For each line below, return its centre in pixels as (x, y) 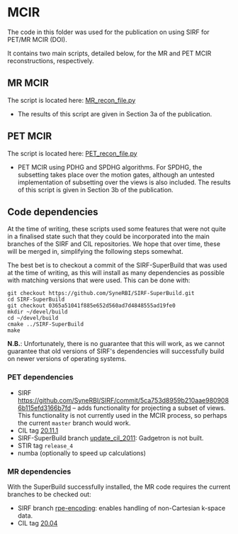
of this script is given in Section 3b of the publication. (95, 189)
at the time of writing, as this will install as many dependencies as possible (116, 273)
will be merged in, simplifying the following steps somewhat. (95, 252)
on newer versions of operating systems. (67, 359)
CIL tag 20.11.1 (38, 430)
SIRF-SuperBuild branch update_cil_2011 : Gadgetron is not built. (110, 438)
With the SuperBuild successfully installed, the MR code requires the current (119, 486)
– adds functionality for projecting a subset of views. (149, 408)
